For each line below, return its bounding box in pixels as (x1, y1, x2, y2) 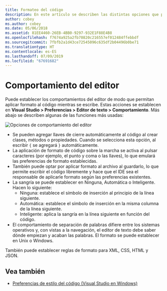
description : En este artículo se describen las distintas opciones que (5, 12, 159, 17)
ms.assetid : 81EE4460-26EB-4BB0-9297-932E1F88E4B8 (5, 30, 112, 35)
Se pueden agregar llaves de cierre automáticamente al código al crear (12, 132, 158, 138)
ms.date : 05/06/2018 (5, 26, 48, 31)
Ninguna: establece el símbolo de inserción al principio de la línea (19, 190, 154, 196)
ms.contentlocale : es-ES (5, 49, 57, 54)
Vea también (5, 267, 45, 276)
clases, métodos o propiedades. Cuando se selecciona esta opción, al (12, 137, 156, 143)
